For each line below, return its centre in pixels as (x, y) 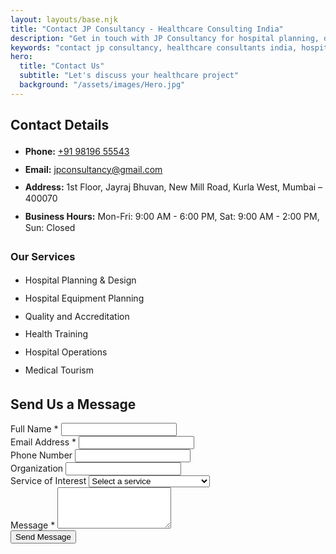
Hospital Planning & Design (80, 280)
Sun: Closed (50, 228)
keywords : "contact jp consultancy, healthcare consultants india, (154, 47)
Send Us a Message (73, 404)
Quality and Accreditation (77, 316)
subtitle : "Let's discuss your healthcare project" (129, 76)
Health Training (56, 334)
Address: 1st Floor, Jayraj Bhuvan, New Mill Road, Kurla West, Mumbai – (173, 187)
